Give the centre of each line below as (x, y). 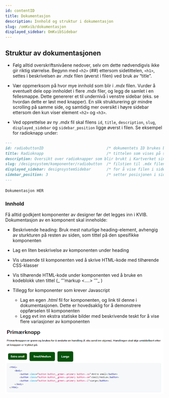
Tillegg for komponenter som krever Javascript (61, 290)
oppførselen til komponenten (50, 311)
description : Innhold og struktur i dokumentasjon (59, 21)
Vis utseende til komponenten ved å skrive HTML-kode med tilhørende (86, 260)
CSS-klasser (25, 265)
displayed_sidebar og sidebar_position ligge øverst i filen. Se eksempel (87, 127)
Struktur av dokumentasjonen (53, 53)
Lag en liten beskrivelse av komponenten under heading (71, 250)
